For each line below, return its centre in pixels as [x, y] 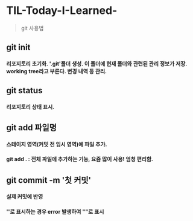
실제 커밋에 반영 [25, 197]
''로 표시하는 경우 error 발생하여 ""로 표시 [55, 212]
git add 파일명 [32, 128]
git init [18, 48]
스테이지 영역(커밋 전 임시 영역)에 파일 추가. [57, 144]
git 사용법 [32, 28]
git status [24, 91]
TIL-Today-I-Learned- [62, 11]
